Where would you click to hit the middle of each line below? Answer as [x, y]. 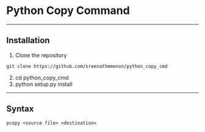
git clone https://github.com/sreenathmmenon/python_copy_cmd [87, 66]
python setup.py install [44, 84]
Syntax [20, 109]
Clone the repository [41, 55]
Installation [28, 40]
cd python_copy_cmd [42, 77]
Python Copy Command [68, 11]
